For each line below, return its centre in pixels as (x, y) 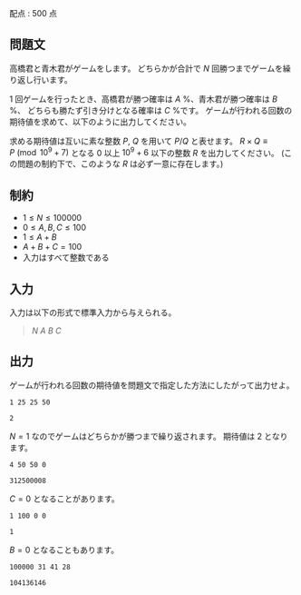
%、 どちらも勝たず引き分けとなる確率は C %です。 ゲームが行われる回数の (151, 110)
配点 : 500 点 (33, 13)
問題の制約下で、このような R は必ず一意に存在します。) (120, 164)
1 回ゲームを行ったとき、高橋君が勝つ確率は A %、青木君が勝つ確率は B (144, 99)
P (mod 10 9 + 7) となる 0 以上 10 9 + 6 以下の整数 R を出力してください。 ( (147, 152)
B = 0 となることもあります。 (64, 550)
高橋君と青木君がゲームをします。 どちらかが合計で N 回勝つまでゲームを (146, 68)
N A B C (46, 331)
